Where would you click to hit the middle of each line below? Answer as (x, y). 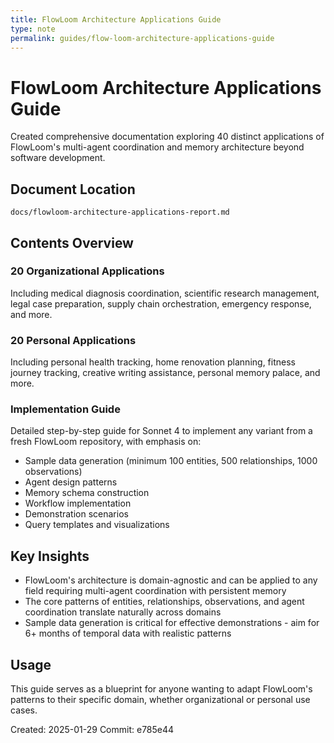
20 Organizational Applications (87, 271)
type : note (33, 29)
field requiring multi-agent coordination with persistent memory (155, 591)
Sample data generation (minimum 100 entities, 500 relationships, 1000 (171, 461)
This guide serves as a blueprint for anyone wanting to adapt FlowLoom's (161, 689)
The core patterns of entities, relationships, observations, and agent (164, 602)
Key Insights (50, 556)
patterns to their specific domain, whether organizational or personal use (160, 700)
